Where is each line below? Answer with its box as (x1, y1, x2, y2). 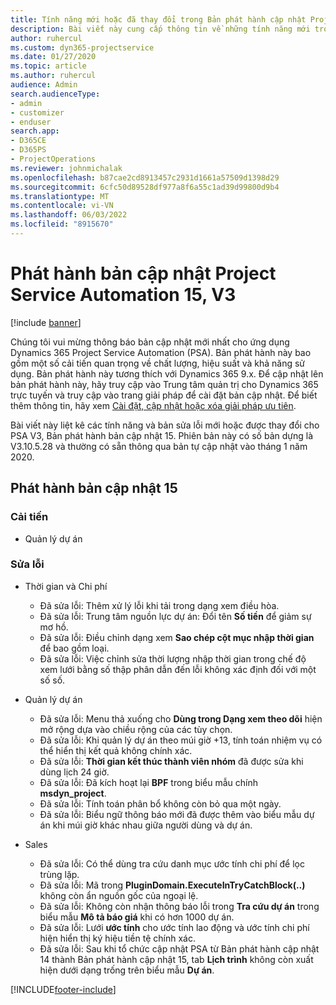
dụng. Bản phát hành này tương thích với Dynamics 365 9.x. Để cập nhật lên (10, 367, 324, 380)
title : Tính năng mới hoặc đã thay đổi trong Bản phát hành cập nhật (10, 14, 307, 25)
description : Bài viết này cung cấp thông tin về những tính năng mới (10, 24, 311, 34)
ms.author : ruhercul (10, 71, 97, 81)
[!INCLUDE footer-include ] (10, 983, 117, 995)
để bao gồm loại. (39, 642, 110, 654)
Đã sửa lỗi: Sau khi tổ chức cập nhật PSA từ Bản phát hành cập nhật (39, 942, 320, 955)
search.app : (10, 126, 60, 136)
